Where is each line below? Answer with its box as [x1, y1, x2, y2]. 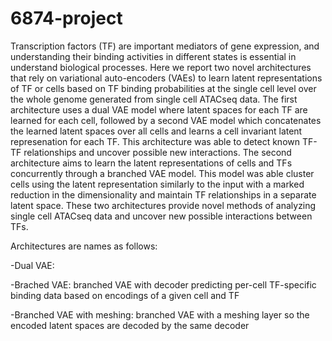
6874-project [10, 7, 123, 30]
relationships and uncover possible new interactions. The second [23, 146, 292, 158]
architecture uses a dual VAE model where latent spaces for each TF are [10, 103, 308, 116]
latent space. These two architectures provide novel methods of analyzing [10, 199, 317, 211]
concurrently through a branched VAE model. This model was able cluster [10, 167, 315, 179]
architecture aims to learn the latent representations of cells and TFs [10, 157, 293, 169]
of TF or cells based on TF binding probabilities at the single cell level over [10, 82, 317, 94]
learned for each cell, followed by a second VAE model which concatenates [10, 114, 322, 126]
